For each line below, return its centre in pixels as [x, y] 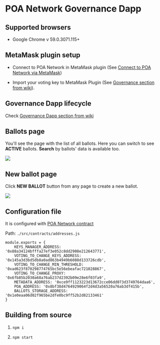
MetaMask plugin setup [43, 55]
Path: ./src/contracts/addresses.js [42, 233]
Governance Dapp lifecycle [48, 104]
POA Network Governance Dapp [73, 9]
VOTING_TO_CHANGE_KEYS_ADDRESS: [48, 256]
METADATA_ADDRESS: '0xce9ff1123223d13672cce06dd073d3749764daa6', [85, 282]
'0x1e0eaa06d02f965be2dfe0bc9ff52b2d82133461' [54, 295]
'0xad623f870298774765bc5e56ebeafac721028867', [56, 269]
